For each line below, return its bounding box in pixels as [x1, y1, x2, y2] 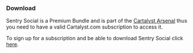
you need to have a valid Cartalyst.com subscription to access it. [6, 23, 163, 30]
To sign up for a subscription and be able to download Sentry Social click [6, 35, 184, 42]
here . [6, 41, 19, 48]
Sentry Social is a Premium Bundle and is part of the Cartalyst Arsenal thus [6, 17, 188, 24]
